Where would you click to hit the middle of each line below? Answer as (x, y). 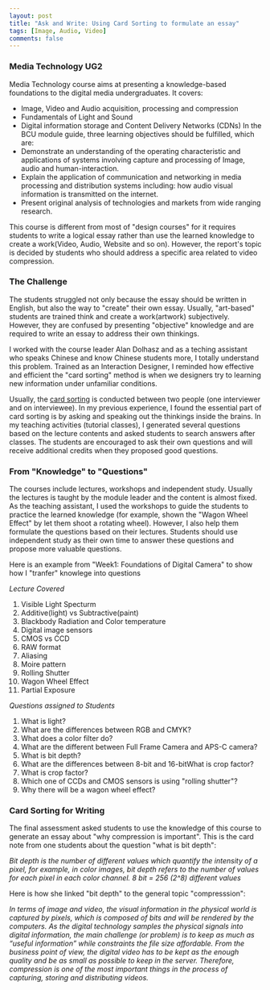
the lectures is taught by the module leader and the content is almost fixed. (133, 497)
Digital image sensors (57, 630)
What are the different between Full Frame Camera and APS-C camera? (139, 747)
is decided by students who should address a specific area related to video (133, 252)
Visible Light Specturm (58, 605)
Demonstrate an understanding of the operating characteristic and (131, 151)
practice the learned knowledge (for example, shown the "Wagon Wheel (129, 515)
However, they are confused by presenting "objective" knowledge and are (131, 325)
